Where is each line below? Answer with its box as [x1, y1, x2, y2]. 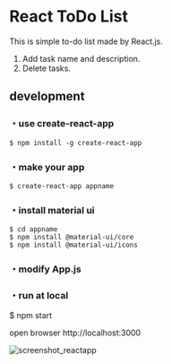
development [9, 89, 85, 104]
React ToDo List [9, 6, 128, 27]
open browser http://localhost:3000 [9, 327, 142, 338]
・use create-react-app [9, 117, 115, 130]
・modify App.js [9, 263, 82, 275]
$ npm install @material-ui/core [9, 233, 134, 242]
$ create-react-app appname [9, 181, 115, 190]
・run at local [9, 290, 69, 302]
